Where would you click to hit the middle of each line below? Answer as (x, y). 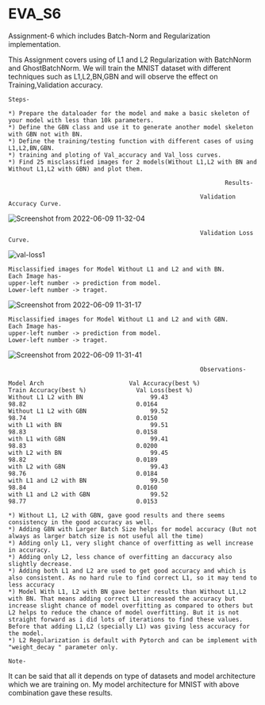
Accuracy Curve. (35, 203)
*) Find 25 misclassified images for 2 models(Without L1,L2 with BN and (133, 162)
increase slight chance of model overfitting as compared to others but (131, 605)
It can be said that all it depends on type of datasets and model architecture (132, 676)
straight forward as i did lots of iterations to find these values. (126, 619)
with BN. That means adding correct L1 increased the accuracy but (122, 599)
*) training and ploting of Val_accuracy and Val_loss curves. (115, 155)
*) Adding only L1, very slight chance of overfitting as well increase (131, 543)
